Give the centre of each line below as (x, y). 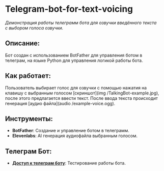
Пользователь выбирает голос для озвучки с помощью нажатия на (76, 87)
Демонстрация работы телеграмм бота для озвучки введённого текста (81, 23)
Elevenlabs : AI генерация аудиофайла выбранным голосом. (75, 136)
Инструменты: (29, 119)
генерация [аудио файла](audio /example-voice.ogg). (60, 103)
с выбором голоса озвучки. (34, 28)
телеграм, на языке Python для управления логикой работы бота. (74, 60)
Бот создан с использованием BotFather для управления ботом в (74, 55)
